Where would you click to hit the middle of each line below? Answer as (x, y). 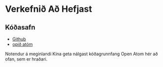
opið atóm (22, 44)
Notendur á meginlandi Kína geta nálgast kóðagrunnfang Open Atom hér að (81, 54)
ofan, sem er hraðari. (26, 59)
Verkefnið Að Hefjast (49, 9)
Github (19, 39)
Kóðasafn (20, 27)
